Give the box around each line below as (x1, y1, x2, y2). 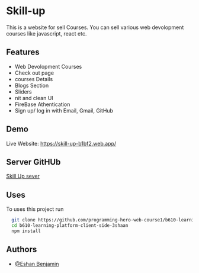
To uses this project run (6, 205, 64, 213)
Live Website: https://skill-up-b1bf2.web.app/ (6, 140, 117, 147)
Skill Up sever (6, 173, 40, 180)
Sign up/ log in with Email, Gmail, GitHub (14, 107, 114, 114)
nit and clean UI (14, 94, 53, 101)
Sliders (14, 88, 32, 95)
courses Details (14, 75, 53, 82)
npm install (11, 228, 41, 234)
